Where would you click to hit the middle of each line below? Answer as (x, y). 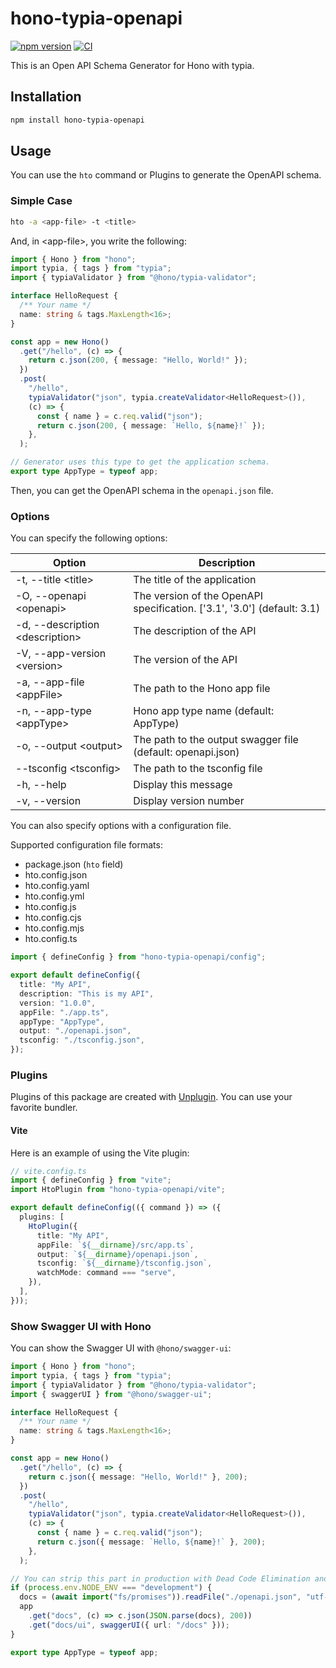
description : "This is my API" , (87, 993)
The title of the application (195, 580)
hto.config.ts (51, 939)
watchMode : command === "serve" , (106, 1273)
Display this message (183, 785)
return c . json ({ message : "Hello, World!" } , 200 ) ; (138, 1477)
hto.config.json (56, 875)
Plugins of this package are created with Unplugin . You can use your (151, 1097)
